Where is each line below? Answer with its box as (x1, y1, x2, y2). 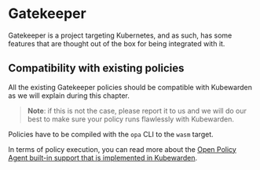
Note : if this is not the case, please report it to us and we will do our (27, 106, 247, 115)
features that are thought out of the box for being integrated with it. (8, 38, 225, 48)
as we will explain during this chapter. (8, 91, 130, 100)
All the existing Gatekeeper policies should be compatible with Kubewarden (8, 82, 253, 92)
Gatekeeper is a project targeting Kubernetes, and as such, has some (8, 31, 233, 40)
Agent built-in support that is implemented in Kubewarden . (8, 153, 198, 162)
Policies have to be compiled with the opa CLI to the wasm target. (8, 129, 214, 139)
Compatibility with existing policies (8, 62, 185, 75)
